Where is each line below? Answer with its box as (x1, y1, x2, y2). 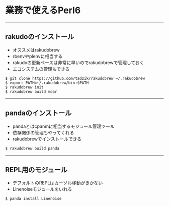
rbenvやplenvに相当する (12, 53, 63, 59)
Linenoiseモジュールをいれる (12, 186, 72, 192)
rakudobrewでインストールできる (12, 136, 82, 142)
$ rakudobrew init (5, 84, 44, 90)
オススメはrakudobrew (12, 46, 60, 53)
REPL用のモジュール (5, 165, 68, 174)
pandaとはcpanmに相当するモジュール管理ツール (12, 123, 115, 129)
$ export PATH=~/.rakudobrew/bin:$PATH (5, 80, 89, 85)
